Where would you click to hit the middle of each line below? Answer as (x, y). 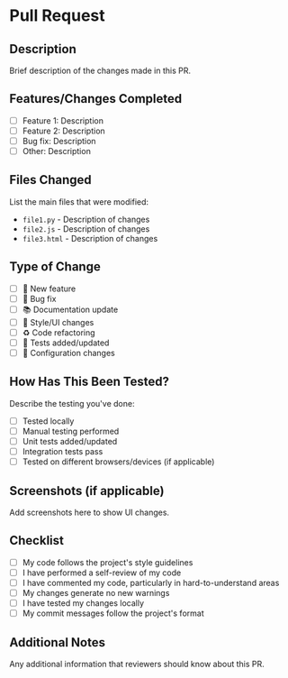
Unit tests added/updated (70, 441)
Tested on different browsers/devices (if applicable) (118, 462)
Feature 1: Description (63, 120)
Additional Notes (58, 642)
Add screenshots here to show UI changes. (89, 512)
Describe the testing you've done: (72, 403)
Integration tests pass (63, 452)
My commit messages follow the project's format (113, 613)
